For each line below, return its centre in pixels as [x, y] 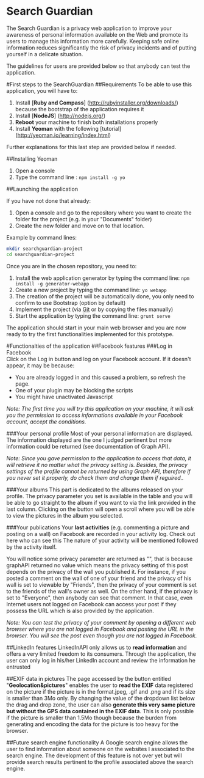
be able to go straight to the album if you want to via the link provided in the [101, 502]
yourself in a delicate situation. [45, 54]
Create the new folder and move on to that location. [80, 226]
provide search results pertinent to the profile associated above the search [100, 761]
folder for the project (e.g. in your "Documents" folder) [83, 219]
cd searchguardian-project [40, 254]
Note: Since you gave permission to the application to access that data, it [99, 458]
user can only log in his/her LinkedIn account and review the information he [101, 660]
